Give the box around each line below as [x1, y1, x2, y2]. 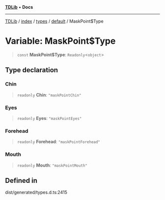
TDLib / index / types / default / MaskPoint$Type [5, 18, 104, 24]
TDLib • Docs [5, 4, 33, 10]
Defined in [5, 176, 38, 185]
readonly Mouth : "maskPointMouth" [17, 162, 87, 168]
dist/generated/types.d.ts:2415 [5, 189, 67, 196]
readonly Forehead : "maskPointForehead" [17, 139, 101, 144]
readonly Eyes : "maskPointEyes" [17, 115, 82, 121]
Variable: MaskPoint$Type [5, 35, 116, 47]
